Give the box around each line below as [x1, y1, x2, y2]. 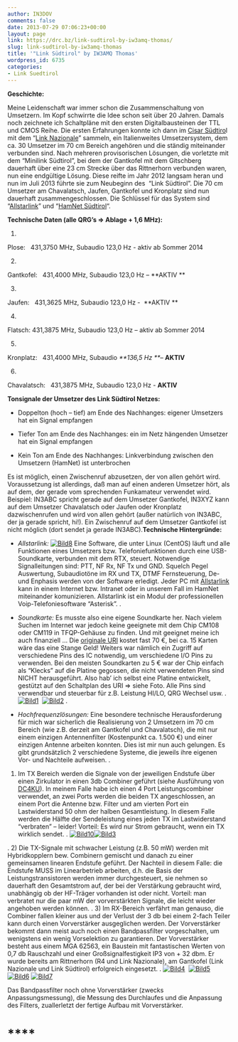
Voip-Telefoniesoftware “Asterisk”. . [17, 599, 122, 608]
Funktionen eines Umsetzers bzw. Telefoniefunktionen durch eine [17, 546, 210, 555]
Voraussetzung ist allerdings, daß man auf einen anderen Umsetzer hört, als [7, 479, 230, 488]
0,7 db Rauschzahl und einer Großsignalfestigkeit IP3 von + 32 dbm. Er [7, 949, 215, 957]
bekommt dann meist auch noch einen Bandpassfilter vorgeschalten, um [7, 926, 220, 935]
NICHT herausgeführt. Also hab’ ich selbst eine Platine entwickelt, [17, 674, 211, 682]
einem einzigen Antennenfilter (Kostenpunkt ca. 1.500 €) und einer [17, 733, 213, 741]
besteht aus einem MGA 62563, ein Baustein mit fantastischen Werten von [7, 942, 225, 950]
